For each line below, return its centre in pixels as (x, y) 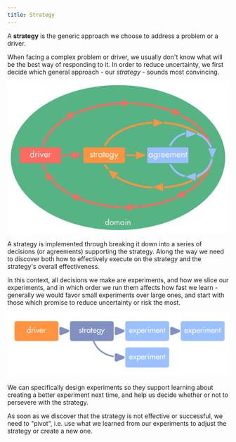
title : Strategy (31, 15)
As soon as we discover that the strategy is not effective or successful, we (115, 416)
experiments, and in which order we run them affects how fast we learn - (113, 287)
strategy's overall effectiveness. (54, 266)
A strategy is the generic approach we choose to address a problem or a (113, 36)
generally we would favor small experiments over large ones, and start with (116, 295)
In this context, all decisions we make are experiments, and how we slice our (118, 280)
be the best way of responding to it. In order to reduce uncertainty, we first (115, 64)
